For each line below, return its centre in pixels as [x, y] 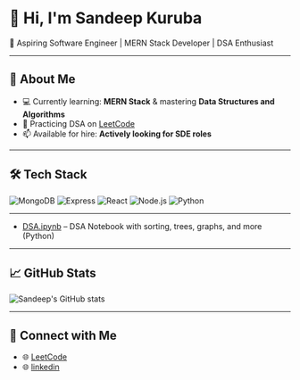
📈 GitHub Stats [53, 273]
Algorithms [43, 114]
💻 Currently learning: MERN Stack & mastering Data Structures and [148, 101]
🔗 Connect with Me [63, 335]
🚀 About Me [42, 79]
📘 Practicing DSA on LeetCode [79, 123]
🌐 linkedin [41, 367]
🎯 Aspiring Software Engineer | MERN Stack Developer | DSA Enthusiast [142, 43]
